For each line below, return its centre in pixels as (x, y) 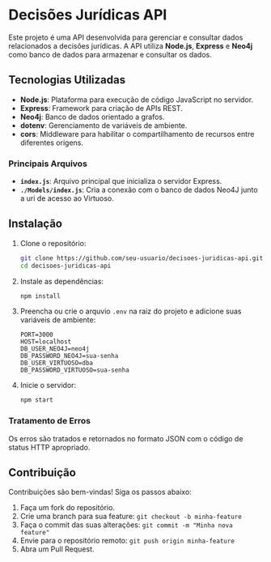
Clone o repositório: (53, 243)
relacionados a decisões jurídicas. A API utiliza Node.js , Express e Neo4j (131, 45)
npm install (40, 296)
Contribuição (42, 473)
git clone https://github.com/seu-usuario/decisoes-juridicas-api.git (142, 258)
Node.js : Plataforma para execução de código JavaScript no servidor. (136, 100)
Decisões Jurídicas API (88, 15)
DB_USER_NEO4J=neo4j (55, 349)
